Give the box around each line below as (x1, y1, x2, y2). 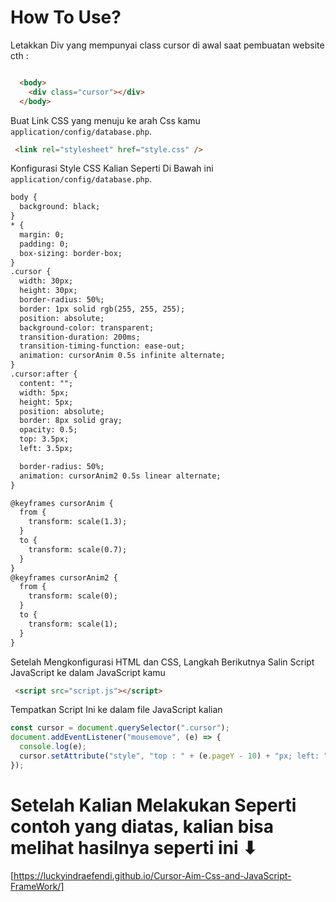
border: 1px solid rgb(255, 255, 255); (19, 304, 186, 314)
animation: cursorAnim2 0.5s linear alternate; (19, 471, 222, 481)
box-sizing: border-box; (19, 248, 123, 258)
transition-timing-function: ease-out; (19, 341, 186, 351)
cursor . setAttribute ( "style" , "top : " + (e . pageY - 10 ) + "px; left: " (19, 751, 329, 761)
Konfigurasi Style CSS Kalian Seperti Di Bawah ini (10, 162, 214, 175)
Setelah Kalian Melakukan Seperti (10, 794, 297, 816)
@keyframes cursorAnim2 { (10, 572, 118, 583)
